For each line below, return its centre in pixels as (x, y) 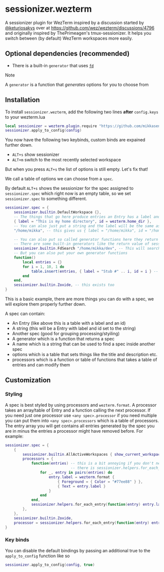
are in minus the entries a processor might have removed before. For (74, 431)
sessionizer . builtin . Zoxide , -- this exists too (64, 285)
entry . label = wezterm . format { (82, 477)
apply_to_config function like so (37, 556)
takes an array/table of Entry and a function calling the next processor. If (78, 410)
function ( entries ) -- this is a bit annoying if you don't (92, 464)
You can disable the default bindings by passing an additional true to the (78, 550)
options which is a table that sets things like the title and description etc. (85, 355)
